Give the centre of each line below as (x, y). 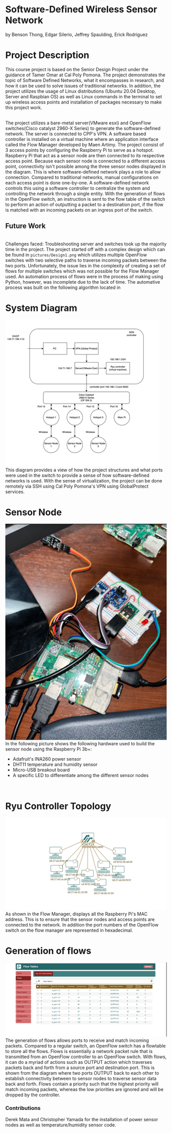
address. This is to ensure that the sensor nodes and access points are (80, 919)
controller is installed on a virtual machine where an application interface (82, 139)
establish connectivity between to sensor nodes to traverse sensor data (81, 1079)
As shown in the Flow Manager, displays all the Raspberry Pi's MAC (76, 914)
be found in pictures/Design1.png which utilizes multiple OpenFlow (76, 255)
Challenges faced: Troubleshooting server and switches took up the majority (86, 244)
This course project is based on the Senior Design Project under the (77, 69)
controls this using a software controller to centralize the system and (78, 188)
